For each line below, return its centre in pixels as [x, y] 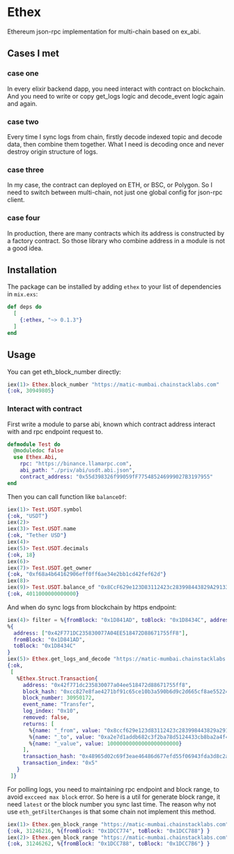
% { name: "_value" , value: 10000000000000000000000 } [106, 744]
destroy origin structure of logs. [53, 152]
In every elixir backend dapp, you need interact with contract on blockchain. [116, 89]
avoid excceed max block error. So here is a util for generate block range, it [114, 797]
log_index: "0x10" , [51, 711]
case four [24, 218]
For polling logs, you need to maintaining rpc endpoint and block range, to [113, 789]
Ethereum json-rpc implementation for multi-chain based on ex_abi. [104, 31]
